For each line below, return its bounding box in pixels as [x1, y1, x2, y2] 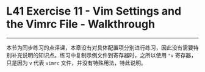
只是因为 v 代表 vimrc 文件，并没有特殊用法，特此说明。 [6, 59, 146, 67]
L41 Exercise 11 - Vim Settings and [6, 4, 182, 18]
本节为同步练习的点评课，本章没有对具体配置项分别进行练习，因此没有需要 [6, 44, 193, 51]
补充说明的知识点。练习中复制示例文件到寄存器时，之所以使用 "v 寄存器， [11, 51, 197, 59]
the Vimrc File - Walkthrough [6, 17, 156, 31]
